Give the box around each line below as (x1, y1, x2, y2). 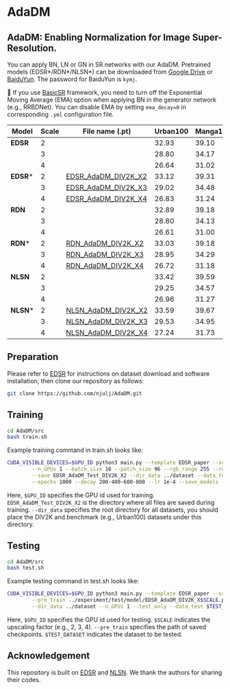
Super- (192, 32, 222, 43)
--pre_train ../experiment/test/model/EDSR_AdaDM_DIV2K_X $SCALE (31, 597, 219, 604)
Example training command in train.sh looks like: (7, 446, 144, 454)
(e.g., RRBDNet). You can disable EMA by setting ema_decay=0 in (7, 103, 186, 111)
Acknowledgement (7, 650, 90, 662)
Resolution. (7, 42, 57, 54)
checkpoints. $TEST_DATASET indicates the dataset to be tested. (7, 630, 183, 638)
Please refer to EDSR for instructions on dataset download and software (7, 369, 210, 378)
